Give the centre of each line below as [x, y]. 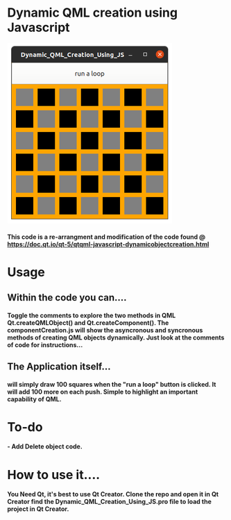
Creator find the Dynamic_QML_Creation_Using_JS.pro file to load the [109, 502]
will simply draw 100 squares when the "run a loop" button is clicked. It [112, 384]
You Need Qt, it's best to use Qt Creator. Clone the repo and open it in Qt [113, 494]
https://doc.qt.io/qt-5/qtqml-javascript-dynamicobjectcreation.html [108, 244]
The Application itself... [59, 367]
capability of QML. [34, 399]
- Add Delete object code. [45, 446]
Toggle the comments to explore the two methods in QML [92, 315]
